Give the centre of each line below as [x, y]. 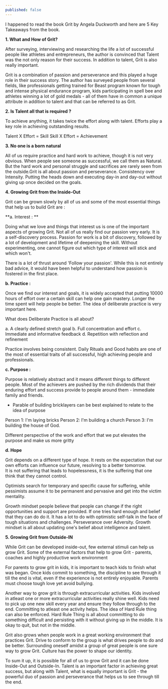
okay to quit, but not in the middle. [41, 625]
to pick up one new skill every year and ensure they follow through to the [80, 604]
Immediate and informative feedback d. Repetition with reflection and [77, 334]
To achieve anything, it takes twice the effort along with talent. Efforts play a [84, 121]
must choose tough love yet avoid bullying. [49, 583]
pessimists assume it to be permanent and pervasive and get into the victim [83, 491]
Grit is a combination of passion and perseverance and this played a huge [81, 75]
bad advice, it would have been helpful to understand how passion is [76, 268]
